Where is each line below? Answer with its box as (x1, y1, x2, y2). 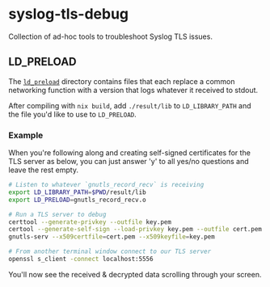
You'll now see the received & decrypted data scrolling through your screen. (8, 269, 262, 279)
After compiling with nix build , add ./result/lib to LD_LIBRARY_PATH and (8, 100, 252, 110)
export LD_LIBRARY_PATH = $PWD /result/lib (8, 188, 147, 196)
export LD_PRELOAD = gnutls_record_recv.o (8, 196, 147, 204)
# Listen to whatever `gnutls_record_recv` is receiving (8, 181, 205, 189)
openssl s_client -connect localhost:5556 (8, 255, 154, 264)
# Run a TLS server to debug (8, 210, 107, 218)
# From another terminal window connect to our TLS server (8, 247, 212, 255)
